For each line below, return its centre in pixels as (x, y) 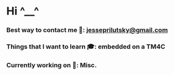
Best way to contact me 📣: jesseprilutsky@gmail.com (87, 30)
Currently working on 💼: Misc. (52, 65)
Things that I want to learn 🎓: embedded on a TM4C (86, 47)
